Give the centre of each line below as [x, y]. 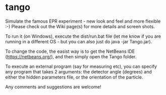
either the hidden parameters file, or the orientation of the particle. [74, 77]
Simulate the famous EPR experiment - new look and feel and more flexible [83, 21]
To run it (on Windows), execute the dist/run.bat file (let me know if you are [83, 36]
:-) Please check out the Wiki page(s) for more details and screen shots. [80, 26]
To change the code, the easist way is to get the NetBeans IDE [70, 51]
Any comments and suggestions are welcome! [53, 86]
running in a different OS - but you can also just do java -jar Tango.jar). [79, 41]
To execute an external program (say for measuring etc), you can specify [81, 66]
